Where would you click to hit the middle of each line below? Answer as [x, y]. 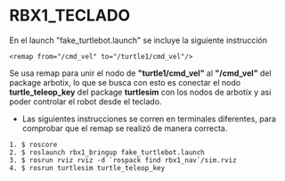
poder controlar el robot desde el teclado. [85, 101]
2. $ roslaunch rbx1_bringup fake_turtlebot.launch [107, 152]
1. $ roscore [33, 144]
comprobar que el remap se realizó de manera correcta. [125, 128]
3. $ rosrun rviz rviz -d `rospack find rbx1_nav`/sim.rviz [123, 160]
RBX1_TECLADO [70, 16]
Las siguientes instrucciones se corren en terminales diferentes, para [149, 119]
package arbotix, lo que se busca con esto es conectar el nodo [125, 82]
